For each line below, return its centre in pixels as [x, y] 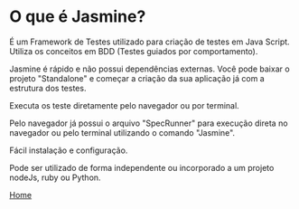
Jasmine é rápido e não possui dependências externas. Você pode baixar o [150, 69]
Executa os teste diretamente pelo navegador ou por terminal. [124, 105]
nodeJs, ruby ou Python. [55, 177]
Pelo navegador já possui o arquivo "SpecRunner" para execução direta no [149, 123]
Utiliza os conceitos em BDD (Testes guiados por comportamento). [134, 51]
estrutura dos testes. [48, 88]
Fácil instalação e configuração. [69, 150]
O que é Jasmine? [78, 17]
